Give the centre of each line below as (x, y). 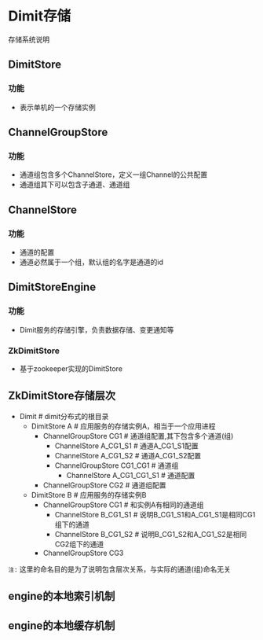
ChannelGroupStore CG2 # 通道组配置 (104, 485)
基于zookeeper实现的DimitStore (71, 368)
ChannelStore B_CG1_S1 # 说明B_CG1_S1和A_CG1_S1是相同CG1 (155, 514)
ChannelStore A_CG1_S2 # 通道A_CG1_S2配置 (128, 455)
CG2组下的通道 (79, 544)
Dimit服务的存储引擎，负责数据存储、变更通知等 (97, 329)
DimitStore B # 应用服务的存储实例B (89, 495)
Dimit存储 (40, 16)
